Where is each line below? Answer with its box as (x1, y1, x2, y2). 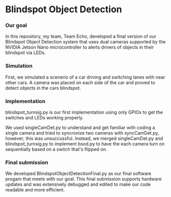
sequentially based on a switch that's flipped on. (5, 146, 107, 153)
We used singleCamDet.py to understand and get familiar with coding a (5, 125, 155, 131)
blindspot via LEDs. (5, 50, 46, 56)
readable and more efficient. (5, 187, 65, 193)
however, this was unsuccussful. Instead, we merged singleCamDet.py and (5, 135, 163, 141)
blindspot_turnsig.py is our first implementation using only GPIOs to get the (5, 109, 163, 115)
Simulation (5, 62, 33, 69)
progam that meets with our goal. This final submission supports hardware (5, 176, 162, 182)
